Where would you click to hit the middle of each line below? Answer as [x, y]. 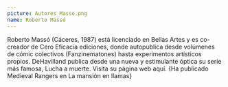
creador [18, 47]
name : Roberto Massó [37, 20]
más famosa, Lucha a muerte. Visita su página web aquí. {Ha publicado [108, 69]
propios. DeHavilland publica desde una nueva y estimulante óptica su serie [114, 61]
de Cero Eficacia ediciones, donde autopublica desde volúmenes [123, 47]
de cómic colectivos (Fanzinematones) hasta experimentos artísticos [104, 54]
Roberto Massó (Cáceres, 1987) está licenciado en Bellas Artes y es [103, 39]
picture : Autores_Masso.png [47, 13]
